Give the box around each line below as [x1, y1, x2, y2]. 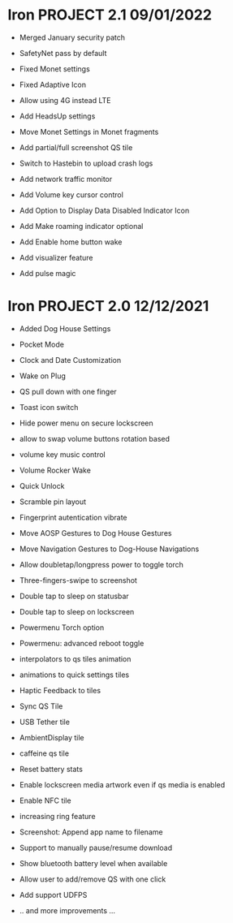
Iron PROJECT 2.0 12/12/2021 [7, 297, 209, 316]
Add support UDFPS [19, 890, 88, 899]
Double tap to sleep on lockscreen [19, 606, 135, 616]
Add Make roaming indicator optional [19, 221, 144, 231]
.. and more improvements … [19, 905, 115, 915]
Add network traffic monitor [19, 174, 113, 183]
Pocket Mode [19, 339, 64, 349]
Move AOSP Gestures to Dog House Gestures [19, 528, 172, 537]
